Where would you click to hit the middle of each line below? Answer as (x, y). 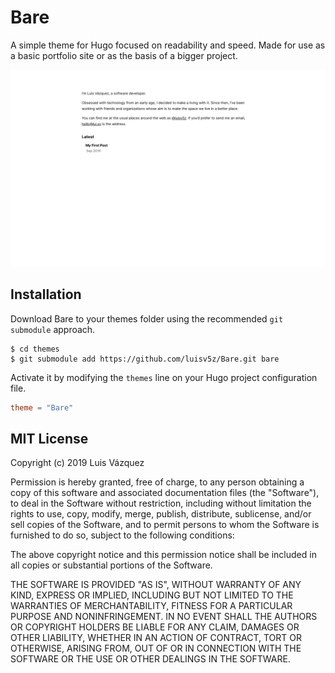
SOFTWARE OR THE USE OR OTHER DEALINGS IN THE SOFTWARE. (150, 659)
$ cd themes (35, 349)
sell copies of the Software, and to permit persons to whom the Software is (165, 525)
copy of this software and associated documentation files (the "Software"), (165, 493)
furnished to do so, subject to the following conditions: (122, 535)
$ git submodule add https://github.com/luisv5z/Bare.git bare (145, 359)
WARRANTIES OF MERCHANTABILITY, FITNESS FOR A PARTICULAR (151, 606)
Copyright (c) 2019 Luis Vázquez (77, 463)
